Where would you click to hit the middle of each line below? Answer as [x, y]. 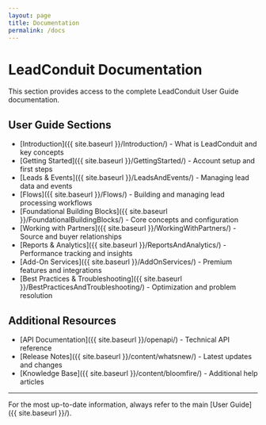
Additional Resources [62, 321]
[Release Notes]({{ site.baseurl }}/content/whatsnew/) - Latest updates [135, 356]
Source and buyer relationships [71, 237]
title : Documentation [44, 23]
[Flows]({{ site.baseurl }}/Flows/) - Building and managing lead [122, 194]
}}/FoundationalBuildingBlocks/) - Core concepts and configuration [129, 220]
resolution [36, 296]
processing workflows [56, 203]
